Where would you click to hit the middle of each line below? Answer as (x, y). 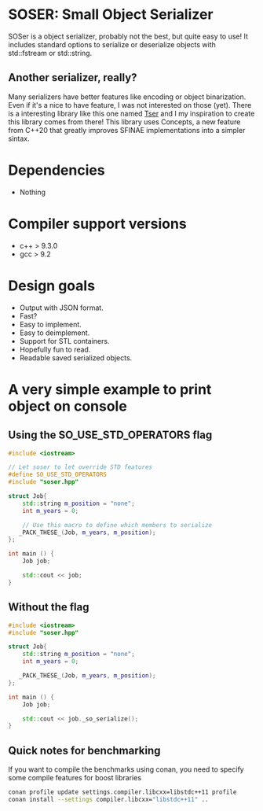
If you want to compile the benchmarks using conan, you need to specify (126, 769)
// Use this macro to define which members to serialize (117, 525)
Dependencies (57, 170)
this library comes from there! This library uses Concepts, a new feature (124, 122)
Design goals (52, 286)
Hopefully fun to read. (55, 349)
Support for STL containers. (64, 341)
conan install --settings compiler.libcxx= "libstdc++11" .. (109, 799)
